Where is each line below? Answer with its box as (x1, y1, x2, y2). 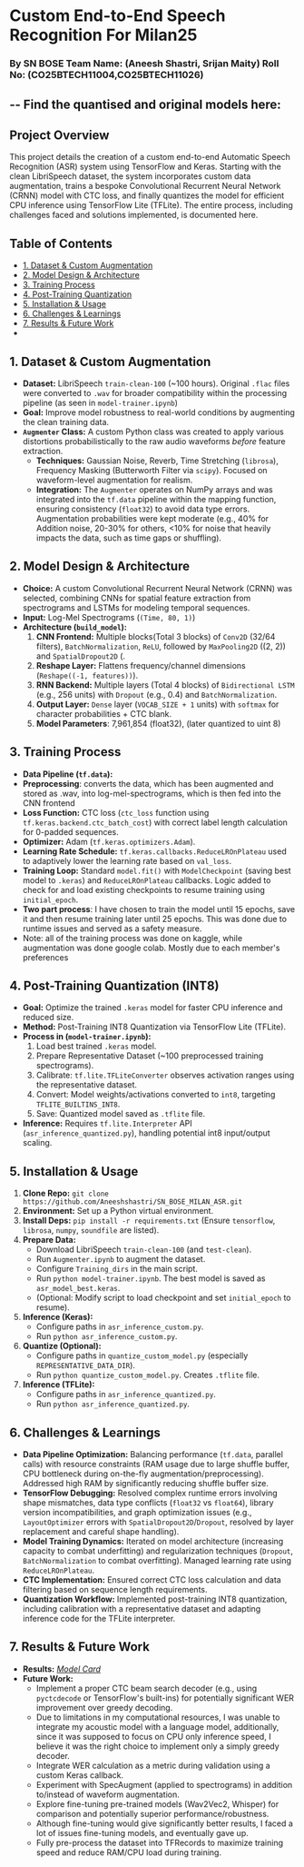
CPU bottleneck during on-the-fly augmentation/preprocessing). (22, 1468, 265, 1479)
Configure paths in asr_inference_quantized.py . (35, 1389, 216, 1400)
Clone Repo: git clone (22, 1187, 109, 1199)
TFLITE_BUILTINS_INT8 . (35, 1098, 121, 1109)
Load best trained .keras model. (35, 1041, 157, 1052)
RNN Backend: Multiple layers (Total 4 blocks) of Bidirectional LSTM (35, 679, 295, 690)
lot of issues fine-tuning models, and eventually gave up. (35, 1827, 250, 1838)
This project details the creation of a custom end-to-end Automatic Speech (9, 152, 290, 163)
